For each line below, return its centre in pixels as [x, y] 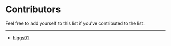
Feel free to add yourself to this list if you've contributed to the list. [75, 23]
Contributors [33, 9]
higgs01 [21, 38]
